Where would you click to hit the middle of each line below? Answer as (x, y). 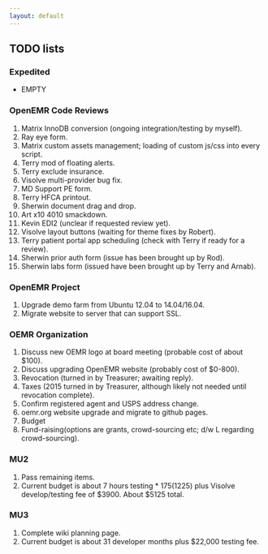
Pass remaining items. (58, 477)
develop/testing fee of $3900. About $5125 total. (103, 494)
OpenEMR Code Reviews (59, 110)
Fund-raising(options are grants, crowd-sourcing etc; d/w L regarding (137, 430)
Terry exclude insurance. (63, 171)
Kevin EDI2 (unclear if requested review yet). (96, 223)
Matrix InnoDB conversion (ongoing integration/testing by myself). (132, 128)
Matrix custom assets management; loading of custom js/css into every (140, 145)
